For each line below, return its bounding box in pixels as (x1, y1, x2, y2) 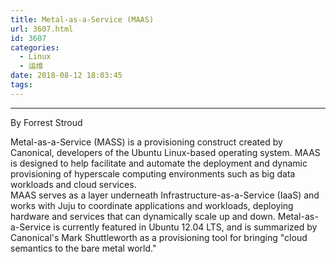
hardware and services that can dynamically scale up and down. (10, 210, 276, 222)
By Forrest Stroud (10, 116, 83, 128)
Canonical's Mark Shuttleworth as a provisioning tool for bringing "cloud (10, 231, 308, 243)
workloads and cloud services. (10, 178, 137, 190)
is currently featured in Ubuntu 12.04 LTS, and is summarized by (53, 221, 318, 233)
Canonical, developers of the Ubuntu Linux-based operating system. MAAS (10, 146, 321, 158)
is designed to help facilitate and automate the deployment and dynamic (10, 157, 308, 169)
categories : (10, 42, 60, 53)
